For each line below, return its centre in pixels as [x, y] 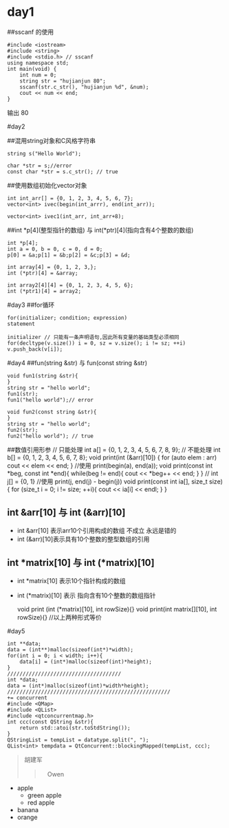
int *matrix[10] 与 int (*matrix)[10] [81, 563]
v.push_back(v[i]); [35, 349]
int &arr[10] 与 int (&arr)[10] [66, 513]
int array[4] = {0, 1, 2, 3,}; [52, 267]
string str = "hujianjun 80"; [63, 81]
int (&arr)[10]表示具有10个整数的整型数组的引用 [83, 539]
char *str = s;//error [40, 166]
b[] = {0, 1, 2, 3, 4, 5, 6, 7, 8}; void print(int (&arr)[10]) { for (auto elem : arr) [112, 457]
